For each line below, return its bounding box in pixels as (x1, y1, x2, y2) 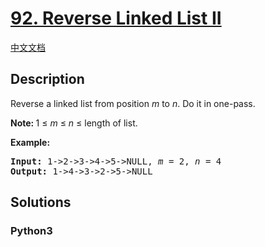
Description (10, 71, 85, 88)
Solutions (10, 194, 72, 211)
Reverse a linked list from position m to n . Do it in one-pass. (10, 97, 256, 109)
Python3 (10, 224, 53, 238)
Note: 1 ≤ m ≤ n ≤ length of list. (10, 117, 138, 129)
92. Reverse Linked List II (10, 7, 222, 30)
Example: (10, 136, 51, 148)
